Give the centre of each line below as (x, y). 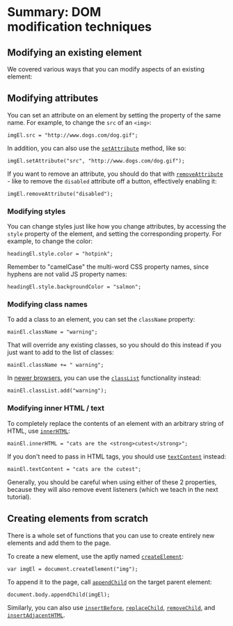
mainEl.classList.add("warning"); (57, 391)
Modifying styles (37, 211)
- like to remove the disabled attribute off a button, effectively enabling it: (112, 181)
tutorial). (19, 497)
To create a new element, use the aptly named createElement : (96, 556)
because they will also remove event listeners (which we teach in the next (113, 489)
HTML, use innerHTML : (39, 431)
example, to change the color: (50, 241)
